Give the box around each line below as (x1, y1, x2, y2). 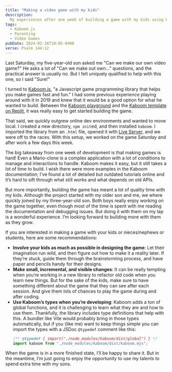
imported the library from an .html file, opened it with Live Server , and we (5, 129, 161, 135)
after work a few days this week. (5, 139, 74, 146)
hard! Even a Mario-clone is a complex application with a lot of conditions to (5, 155, 165, 161)
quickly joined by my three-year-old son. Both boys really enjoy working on (5, 197, 164, 203)
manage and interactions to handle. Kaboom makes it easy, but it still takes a (5, 160, 167, 167)
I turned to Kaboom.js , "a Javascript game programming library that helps (5, 86, 161, 92)
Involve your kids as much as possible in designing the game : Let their (12, 244, 165, 251)
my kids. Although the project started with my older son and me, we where (5, 192, 163, 198)
